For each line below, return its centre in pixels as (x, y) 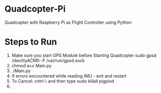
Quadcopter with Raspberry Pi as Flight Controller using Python (68, 22)
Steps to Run (31, 42)
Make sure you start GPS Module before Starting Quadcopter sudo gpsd (84, 55)
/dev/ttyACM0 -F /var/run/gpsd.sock (48, 60)
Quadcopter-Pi (35, 9)
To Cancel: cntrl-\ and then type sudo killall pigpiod (63, 81)
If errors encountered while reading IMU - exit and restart (69, 76)
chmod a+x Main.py (32, 65)
